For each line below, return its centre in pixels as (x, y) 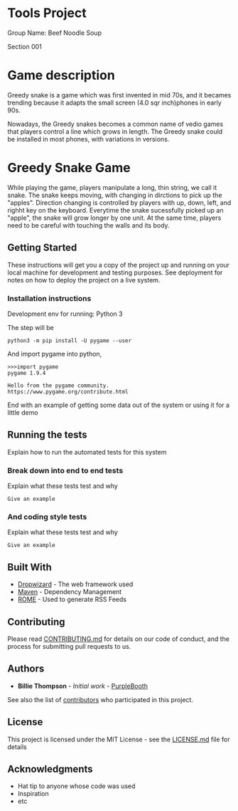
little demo (23, 412)
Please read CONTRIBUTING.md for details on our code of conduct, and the (118, 639)
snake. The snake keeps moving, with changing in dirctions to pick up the (115, 195)
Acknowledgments (50, 769)
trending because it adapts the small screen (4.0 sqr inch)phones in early (114, 102)
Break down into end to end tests (65, 470)
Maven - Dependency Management (70, 592)
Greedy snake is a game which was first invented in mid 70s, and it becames (119, 95)
